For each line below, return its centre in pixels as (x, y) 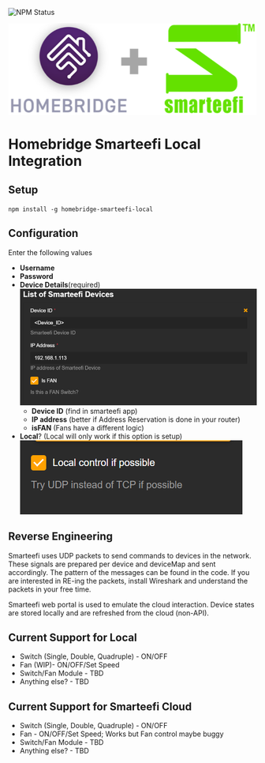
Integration (45, 161)
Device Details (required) (60, 284)
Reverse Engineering (60, 537)
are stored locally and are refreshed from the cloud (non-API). (108, 613)
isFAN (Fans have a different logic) (88, 427)
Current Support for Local (73, 637)
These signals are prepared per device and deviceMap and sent (112, 564)
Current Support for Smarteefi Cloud (100, 707)
